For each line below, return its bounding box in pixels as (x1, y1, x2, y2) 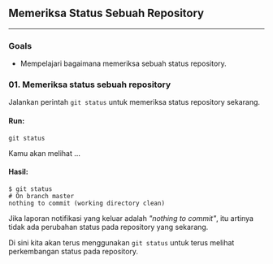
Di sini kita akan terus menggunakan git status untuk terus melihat (8, 237, 235, 247)
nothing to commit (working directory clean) (8, 199, 165, 207)
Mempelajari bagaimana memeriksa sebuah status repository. (19, 58, 227, 68)
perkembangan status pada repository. (8, 246, 139, 256)
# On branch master (8, 192, 75, 200)
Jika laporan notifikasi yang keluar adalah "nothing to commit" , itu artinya (8, 213, 254, 223)
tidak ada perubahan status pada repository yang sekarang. (8, 222, 209, 232)
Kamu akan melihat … (8, 148, 81, 158)
